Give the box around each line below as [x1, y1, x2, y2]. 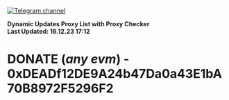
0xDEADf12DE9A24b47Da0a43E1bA [7, 66, 222, 82]
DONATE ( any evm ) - [7, 52, 130, 67]
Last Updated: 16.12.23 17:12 [7, 28, 90, 35]
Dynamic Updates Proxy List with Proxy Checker [7, 20, 150, 28]
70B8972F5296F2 [7, 81, 114, 97]
